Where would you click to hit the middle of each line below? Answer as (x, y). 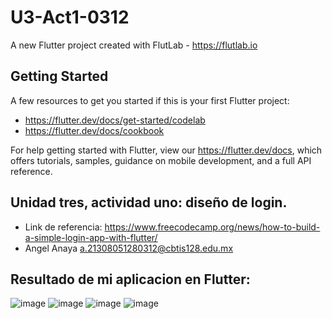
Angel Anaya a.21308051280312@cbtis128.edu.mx (129, 248)
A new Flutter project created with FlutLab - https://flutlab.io (134, 45)
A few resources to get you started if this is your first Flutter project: (150, 100)
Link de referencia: (63, 227)
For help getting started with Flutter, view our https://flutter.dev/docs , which (166, 150)
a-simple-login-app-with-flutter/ (91, 237)
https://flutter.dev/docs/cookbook (94, 130)
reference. (31, 171)
